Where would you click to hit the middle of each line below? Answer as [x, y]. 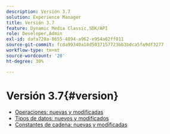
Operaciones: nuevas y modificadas [59, 112]
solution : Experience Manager [44, 17]
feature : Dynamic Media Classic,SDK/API [57, 28]
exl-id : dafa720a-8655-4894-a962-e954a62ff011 [65, 39]
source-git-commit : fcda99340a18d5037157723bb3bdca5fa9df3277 [85, 45]
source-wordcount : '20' [36, 56]
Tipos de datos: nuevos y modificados [62, 119]
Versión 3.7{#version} [62, 96]
